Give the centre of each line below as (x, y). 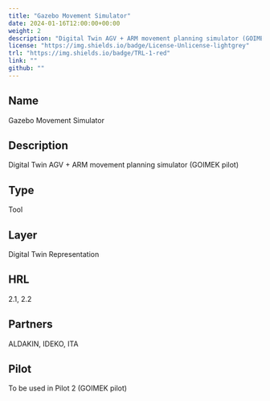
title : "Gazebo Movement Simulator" (70, 16)
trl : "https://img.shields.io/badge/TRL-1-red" (90, 53)
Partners (31, 324)
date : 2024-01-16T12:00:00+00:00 (64, 23)
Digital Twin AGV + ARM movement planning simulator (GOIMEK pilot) (124, 165)
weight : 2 (25, 31)
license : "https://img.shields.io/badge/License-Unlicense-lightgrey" (129, 46)
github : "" (27, 68)
